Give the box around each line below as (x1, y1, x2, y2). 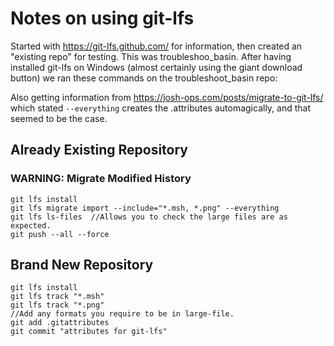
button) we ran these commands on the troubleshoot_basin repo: (10, 72, 278, 84)
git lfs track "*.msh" (10, 292, 105, 302)
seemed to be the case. (10, 112, 108, 124)
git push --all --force (10, 229, 110, 239)
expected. (10, 220, 52, 231)
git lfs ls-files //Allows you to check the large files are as (10, 212, 288, 222)
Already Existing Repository (10, 142, 188, 159)
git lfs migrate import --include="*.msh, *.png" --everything (10, 203, 280, 213)
